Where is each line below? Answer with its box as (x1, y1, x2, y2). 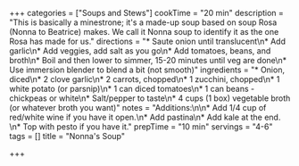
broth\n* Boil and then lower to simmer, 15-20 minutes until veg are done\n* (9, 55, 287, 65)
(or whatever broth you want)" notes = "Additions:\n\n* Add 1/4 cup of (9, 103, 267, 112)
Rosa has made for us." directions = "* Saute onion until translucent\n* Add (9, 36, 286, 46)
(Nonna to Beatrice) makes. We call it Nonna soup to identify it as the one (9, 27, 279, 37)
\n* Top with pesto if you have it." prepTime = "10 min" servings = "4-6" (9, 121, 273, 132)
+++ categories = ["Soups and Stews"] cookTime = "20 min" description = (9, 8, 284, 18)
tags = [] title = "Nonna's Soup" (9, 131, 125, 141)
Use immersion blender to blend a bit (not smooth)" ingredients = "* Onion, (9, 64, 286, 75)
